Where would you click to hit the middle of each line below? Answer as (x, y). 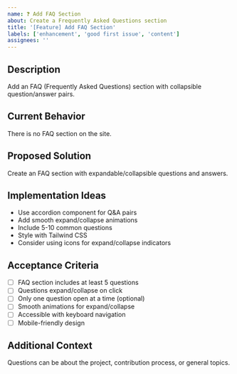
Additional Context (50, 345)
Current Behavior (46, 116)
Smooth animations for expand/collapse (76, 306)
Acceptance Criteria (53, 265)
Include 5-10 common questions (65, 228)
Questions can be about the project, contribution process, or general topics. (118, 363)
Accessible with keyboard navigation (72, 315)
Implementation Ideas (57, 196)
